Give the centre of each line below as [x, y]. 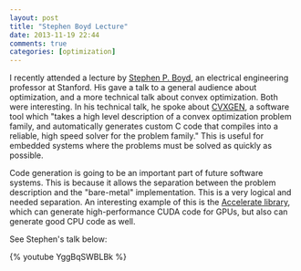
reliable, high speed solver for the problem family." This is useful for [137, 136]
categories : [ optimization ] [63, 52]
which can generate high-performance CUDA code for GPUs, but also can [149, 212]
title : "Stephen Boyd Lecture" [69, 26]
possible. [26, 155]
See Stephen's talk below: [58, 239]
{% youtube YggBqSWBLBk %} [68, 257]
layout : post [34, 18]
